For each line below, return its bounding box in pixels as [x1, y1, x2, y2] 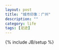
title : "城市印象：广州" [5, 12, 51, 17]
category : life [5, 21, 36, 26]
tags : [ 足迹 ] [5, 26, 30, 31]
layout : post [5, 7, 32, 12]
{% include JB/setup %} [5, 39, 54, 45]
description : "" [5, 16, 38, 21]
